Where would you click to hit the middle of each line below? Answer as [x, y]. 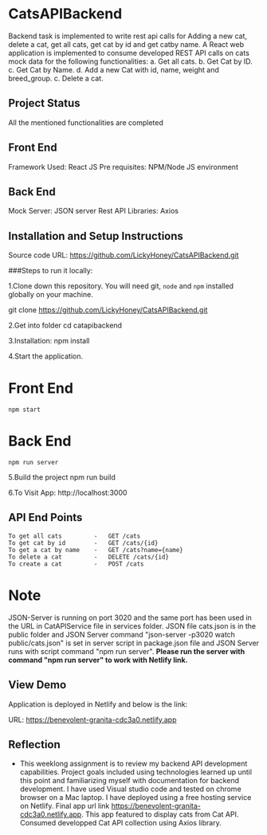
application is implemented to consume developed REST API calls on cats [129, 53]
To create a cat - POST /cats [77, 564]
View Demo [37, 685]
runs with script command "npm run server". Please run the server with [127, 651]
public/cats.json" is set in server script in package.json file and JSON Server [134, 643]
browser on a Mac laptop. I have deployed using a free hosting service [135, 798]
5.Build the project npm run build [62, 477]
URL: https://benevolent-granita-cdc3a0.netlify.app [92, 719]
